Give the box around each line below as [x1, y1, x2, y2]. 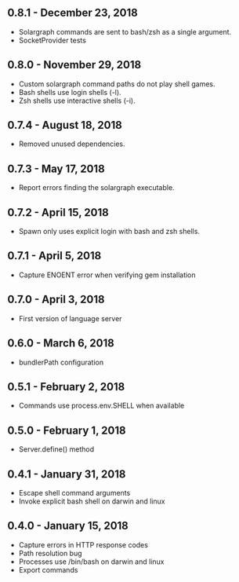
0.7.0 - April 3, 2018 [7, 293, 105, 306]
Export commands [18, 565, 78, 574]
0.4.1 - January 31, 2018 [7, 467, 126, 481]
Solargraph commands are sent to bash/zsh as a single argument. [18, 27, 232, 36]
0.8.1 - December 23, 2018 [7, 6, 138, 20]
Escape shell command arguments [18, 488, 131, 497]
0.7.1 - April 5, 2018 [7, 249, 102, 262]
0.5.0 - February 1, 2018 [7, 423, 126, 437]
